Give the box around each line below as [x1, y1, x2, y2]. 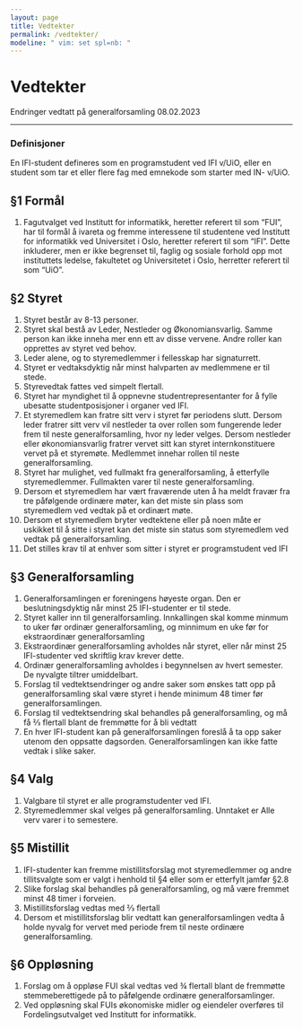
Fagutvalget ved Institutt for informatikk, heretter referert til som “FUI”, [22, 217, 283, 228]
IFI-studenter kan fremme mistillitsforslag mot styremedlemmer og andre [22, 864, 292, 875]
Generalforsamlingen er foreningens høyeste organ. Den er [22, 593, 241, 604]
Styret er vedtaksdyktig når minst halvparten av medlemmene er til [22, 362, 270, 373]
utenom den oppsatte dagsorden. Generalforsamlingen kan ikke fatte [22, 736, 279, 746]
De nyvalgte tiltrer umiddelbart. [22, 669, 138, 680]
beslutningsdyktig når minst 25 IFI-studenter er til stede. [22, 602, 231, 613]
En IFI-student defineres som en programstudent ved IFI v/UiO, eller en [10, 158, 272, 169]
